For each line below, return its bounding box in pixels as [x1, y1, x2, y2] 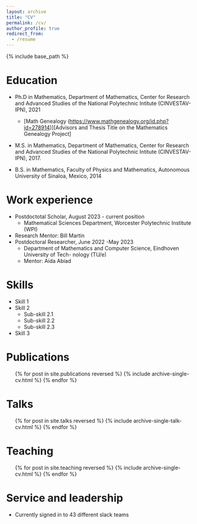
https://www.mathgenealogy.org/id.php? [69, 117, 169, 125]
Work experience [6, 193, 93, 207]
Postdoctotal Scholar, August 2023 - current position [14, 213, 145, 220]
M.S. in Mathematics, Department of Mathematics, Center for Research [14, 141, 189, 149]
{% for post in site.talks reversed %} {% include [14, 417, 133, 424]
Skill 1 [14, 297, 29, 305]
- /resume [11, 36, 36, 42]
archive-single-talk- [133, 417, 182, 424]
